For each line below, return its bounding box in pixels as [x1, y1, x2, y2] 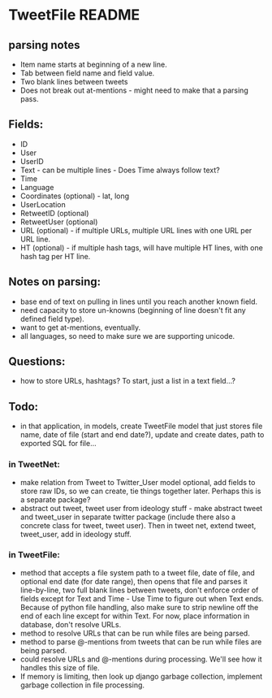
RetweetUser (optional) [19, 217, 98, 227]
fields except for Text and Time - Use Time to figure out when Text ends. [19, 593, 264, 603]
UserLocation [19, 199, 67, 209]
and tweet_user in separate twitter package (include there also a [19, 512, 236, 522]
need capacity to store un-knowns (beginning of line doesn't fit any [19, 305, 246, 314]
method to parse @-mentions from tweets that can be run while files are [19, 636, 262, 647]
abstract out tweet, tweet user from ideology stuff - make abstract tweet [19, 503, 263, 513]
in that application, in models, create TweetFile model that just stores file [19, 421, 263, 431]
